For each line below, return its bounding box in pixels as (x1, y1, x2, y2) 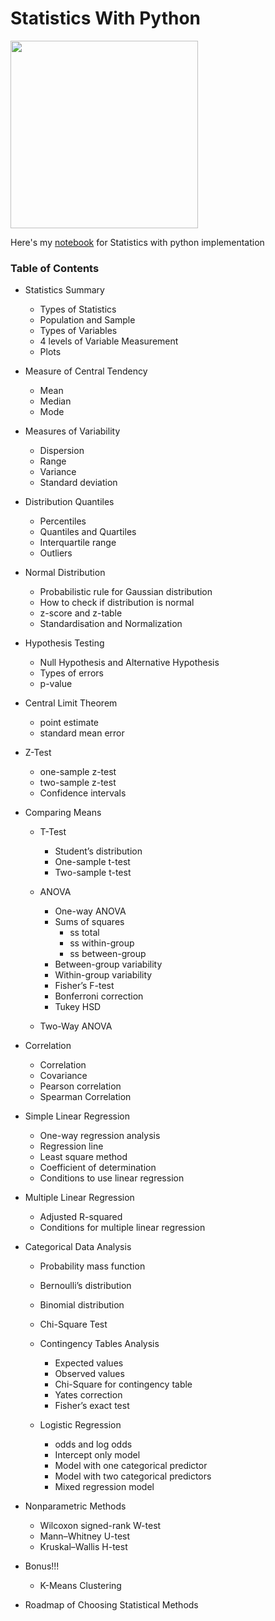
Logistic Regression (39, 1419, 122, 1431)
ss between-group (69, 948, 147, 960)
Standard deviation (39, 477, 118, 489)
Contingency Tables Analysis (39, 1338, 160, 1350)
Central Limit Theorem (24, 697, 118, 709)
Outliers (39, 547, 73, 559)
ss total (69, 927, 100, 939)
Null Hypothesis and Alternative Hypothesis (39, 657, 220, 669)
